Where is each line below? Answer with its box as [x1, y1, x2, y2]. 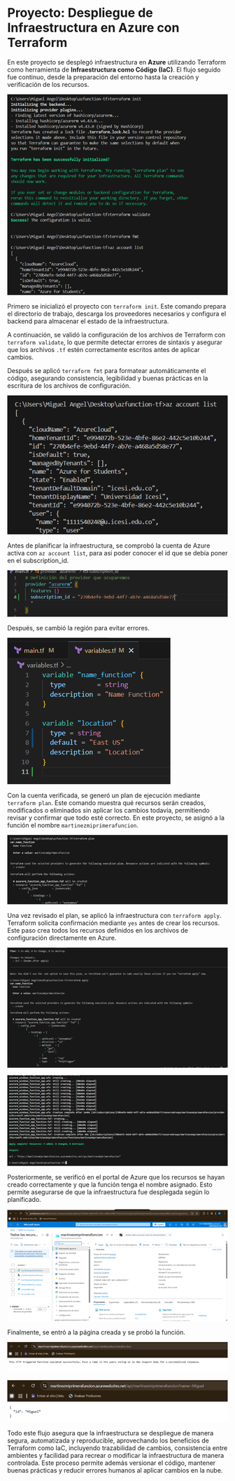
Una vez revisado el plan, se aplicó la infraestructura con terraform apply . [7, 911, 222, 919]
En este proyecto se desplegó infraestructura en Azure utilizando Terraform [7, 58, 226, 66]
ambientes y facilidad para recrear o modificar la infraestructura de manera [7, 1451, 225, 1459]
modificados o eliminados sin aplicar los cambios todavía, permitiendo [7, 806, 210, 814]
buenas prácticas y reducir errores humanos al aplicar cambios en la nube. [7, 1466, 223, 1474]
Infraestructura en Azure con [7, 20, 180, 36]
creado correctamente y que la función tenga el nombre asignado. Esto [7, 1180, 213, 1189]
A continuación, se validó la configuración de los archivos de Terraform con [7, 331, 226, 339]
